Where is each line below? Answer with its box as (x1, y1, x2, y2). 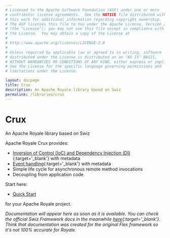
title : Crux (5, 83, 30, 88)
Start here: (5, 181, 28, 187)
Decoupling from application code (12, 172, 84, 178)
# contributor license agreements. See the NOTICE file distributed (5, 12, 155, 17)
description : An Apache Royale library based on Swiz (5, 87, 121, 92)
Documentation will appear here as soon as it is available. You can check (5, 211, 159, 217)
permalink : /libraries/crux (5, 92, 65, 97)
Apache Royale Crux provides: (5, 140, 69, 146)
